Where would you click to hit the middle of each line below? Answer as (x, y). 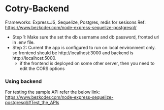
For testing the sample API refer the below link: (52, 92)
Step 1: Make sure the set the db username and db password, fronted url (86, 37)
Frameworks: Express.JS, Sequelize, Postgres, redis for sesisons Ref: (76, 22)
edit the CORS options (42, 68)
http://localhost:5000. (34, 58)
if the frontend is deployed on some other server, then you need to (87, 63)
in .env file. (23, 42)
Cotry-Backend (37, 9)
